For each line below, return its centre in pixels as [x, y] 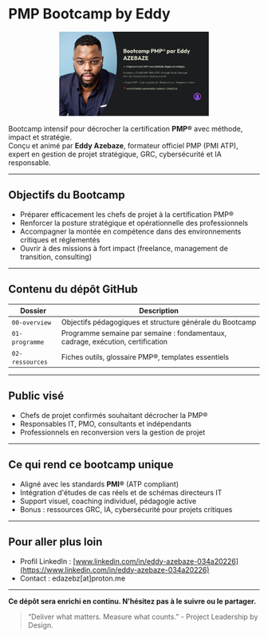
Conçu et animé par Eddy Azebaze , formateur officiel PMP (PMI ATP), [123, 145]
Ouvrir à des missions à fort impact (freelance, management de [124, 248]
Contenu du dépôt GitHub [73, 289]
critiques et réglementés [60, 239]
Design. [40, 625]
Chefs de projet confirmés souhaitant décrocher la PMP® [114, 415]
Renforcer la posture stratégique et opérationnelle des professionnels [134, 223]
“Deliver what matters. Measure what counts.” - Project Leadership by [143, 616]
